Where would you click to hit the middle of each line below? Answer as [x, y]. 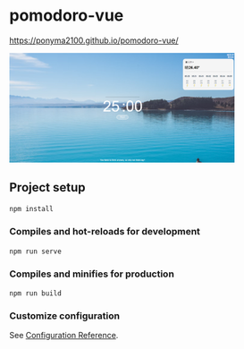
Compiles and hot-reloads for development [105, 232]
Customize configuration [65, 316]
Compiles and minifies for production [92, 274]
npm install [31, 209]
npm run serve [36, 251]
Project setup [48, 187]
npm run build [36, 294]
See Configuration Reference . [64, 336]
